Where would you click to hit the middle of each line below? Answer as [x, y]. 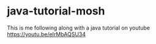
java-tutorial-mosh [56, 11]
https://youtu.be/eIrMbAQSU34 [46, 34]
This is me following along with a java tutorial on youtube [79, 28]
